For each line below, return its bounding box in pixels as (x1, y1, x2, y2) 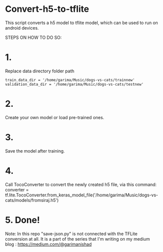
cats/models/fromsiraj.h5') (5, 197, 59, 203)
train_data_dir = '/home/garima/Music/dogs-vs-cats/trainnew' (5, 77, 135, 82)
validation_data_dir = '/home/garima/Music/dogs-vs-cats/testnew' (5, 82, 144, 87)
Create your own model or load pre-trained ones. (5, 114, 105, 120)
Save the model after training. (5, 148, 65, 154)
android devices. (5, 25, 39, 31)
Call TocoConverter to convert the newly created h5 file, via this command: (5, 181, 157, 188)
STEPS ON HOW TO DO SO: (5, 34, 62, 40)
